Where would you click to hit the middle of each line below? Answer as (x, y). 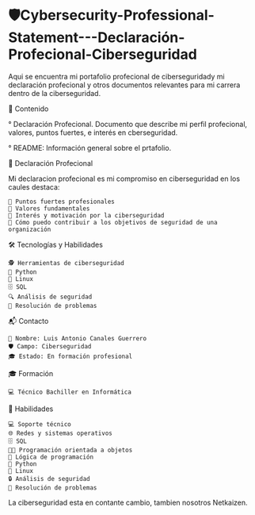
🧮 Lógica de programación (51, 457)
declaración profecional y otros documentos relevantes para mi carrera (124, 85)
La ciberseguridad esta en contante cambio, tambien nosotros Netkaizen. (128, 502)
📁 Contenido (29, 109)
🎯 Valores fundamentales (49, 208)
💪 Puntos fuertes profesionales (61, 202)
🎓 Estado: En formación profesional (70, 356)
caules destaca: (34, 186)
